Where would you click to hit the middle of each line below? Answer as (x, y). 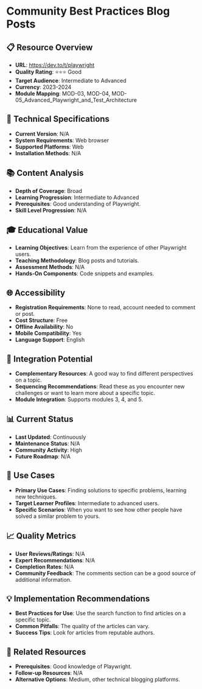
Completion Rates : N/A (44, 567)
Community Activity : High (48, 450)
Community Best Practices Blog (88, 11)
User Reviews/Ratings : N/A (50, 554)
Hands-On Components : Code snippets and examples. (85, 274)
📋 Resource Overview (50, 47)
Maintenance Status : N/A (47, 443)
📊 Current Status (40, 419)
